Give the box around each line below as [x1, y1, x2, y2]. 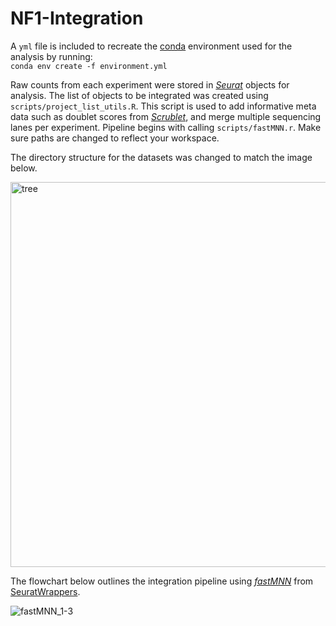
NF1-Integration [10, 7, 144, 30]
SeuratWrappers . [10, 585, 81, 597]
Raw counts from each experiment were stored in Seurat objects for [10, 78, 290, 91]
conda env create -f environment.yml [10, 61, 168, 71]
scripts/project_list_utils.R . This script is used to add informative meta [10, 100, 317, 112]
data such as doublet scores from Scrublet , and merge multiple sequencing [10, 110, 322, 122]
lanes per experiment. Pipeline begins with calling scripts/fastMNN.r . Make [10, 121, 322, 133]
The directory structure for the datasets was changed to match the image [10, 151, 313, 163]
